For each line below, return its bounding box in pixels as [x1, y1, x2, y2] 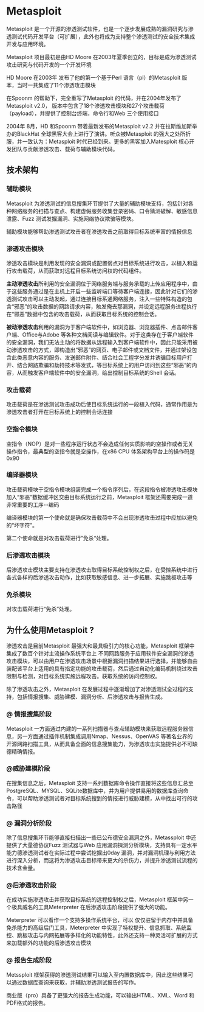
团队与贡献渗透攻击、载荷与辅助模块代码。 [11, 145, 118, 153]
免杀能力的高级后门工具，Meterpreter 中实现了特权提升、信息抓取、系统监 [6, 924, 192, 932]
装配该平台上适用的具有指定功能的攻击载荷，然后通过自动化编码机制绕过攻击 [6, 665, 198, 672]
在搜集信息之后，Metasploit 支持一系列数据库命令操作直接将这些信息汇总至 [6, 779, 194, 786]
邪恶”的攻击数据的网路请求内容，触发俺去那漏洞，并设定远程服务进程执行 [14, 302, 197, 310]
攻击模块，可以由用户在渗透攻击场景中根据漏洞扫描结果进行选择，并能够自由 [6, 657, 198, 665]
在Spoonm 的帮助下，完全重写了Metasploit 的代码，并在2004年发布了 [6, 94, 182, 102]
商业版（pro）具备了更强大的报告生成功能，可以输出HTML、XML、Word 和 [6, 991, 195, 999]
